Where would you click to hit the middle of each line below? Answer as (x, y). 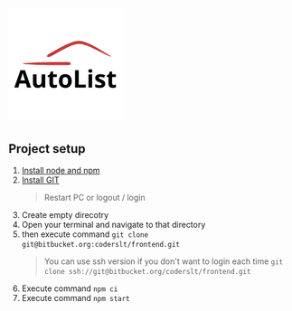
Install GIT (40, 180)
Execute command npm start (75, 298)
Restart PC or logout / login (94, 198)
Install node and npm (61, 170)
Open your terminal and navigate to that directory (113, 225)
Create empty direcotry (65, 215)
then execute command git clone (85, 234)
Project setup (47, 149)
